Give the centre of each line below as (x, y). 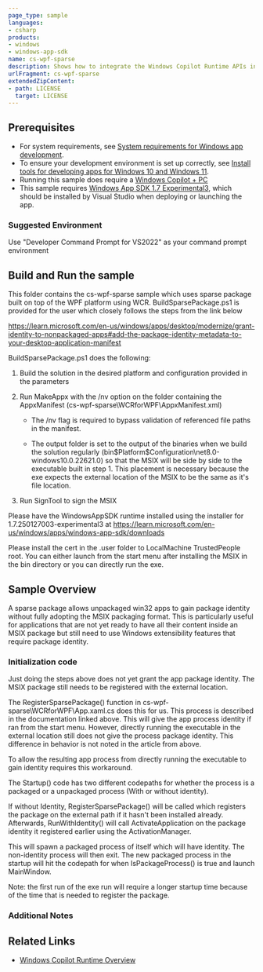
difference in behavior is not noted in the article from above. (105, 744)
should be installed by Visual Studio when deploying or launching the (131, 196)
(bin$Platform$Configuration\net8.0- (161, 452)
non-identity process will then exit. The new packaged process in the (120, 855)
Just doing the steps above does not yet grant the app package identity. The (131, 679)
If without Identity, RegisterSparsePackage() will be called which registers (127, 806)
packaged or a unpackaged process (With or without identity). (108, 791)
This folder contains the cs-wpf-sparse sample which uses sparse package (130, 294)
